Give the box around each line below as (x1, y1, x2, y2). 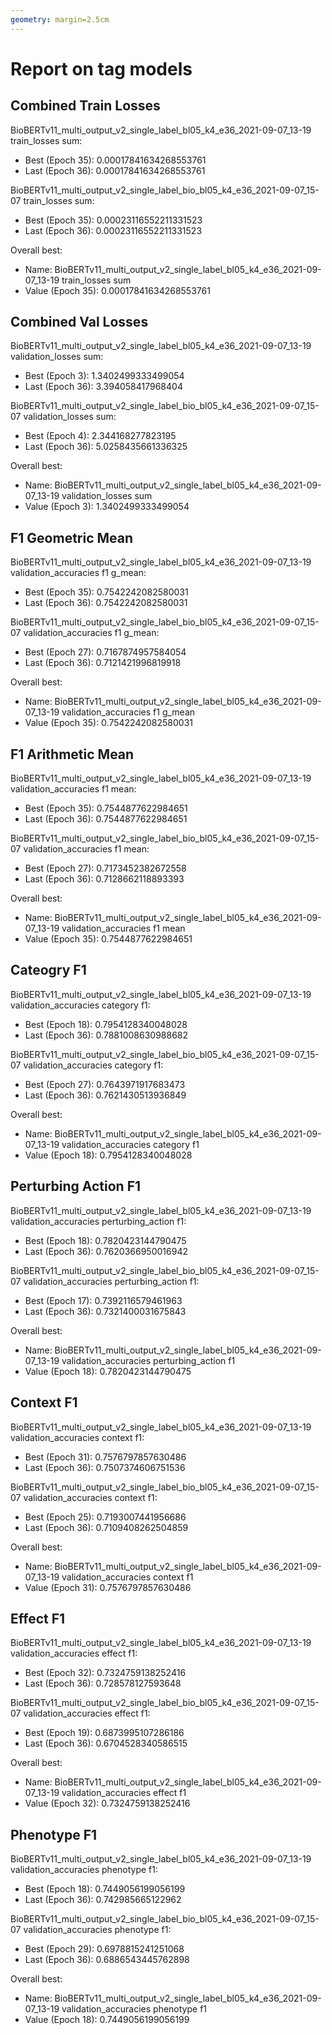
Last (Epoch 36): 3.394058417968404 (24, 381, 183, 393)
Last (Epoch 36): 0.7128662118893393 (24, 873, 185, 885)
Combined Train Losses (10, 97, 161, 115)
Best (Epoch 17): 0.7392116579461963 (24, 1294, 183, 1306)
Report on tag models (10, 57, 193, 80)
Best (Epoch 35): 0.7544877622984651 (24, 802, 188, 815)
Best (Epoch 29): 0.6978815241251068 (24, 1943, 185, 1955)
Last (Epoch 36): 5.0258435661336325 (24, 441, 188, 453)
